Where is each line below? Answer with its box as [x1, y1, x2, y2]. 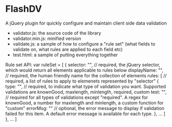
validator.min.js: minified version [12, 35, 81, 41]
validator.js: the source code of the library [12, 30, 102, 36]
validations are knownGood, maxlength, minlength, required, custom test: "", [5, 89, 167, 95]
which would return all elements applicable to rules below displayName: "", [5, 67, 163, 73]
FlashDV [5, 3, 42, 15]
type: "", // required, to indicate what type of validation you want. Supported [5, 83, 166, 90]
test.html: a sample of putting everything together [12, 52, 118, 58]
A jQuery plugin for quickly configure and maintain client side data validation [5, 20, 167, 26]
